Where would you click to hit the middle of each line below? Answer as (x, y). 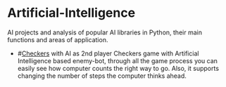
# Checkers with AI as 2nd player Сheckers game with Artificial (108, 53)
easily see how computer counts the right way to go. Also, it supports (118, 68)
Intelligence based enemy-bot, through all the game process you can (118, 60)
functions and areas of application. (58, 39)
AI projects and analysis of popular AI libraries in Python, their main (105, 32)
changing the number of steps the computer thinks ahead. (102, 76)
